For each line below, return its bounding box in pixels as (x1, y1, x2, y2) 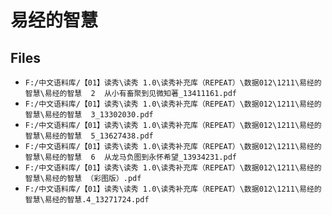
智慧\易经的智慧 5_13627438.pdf (24, 131, 154, 141)
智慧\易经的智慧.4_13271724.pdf (24, 195, 150, 205)
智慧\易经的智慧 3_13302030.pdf (24, 110, 154, 120)
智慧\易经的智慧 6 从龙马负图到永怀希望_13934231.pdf (24, 152, 237, 162)
